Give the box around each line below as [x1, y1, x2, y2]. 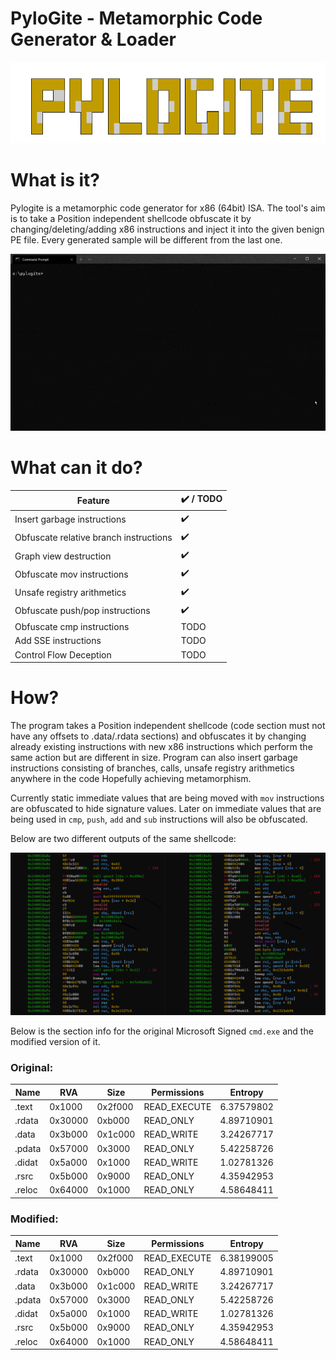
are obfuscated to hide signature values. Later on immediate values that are [10, 803, 322, 815]
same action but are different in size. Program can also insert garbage [10, 752, 298, 764]
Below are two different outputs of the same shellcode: [10, 833, 237, 845]
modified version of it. [10, 1035, 101, 1047]
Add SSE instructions [14, 635, 102, 647]
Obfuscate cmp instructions [14, 621, 130, 633]
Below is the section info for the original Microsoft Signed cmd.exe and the [10, 1025, 314, 1037]
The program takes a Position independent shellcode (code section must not [10, 720, 326, 732]
